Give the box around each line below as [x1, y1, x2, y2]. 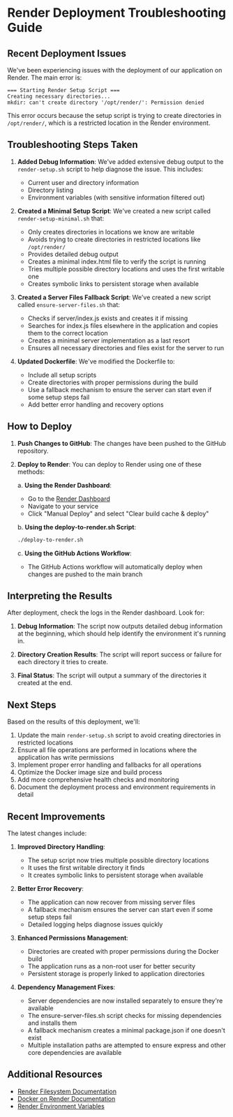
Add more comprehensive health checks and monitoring [17, 776, 179, 784]
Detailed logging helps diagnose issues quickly [27, 920, 163, 929]
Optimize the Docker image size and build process [17, 768, 163, 777]
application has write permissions [17, 754, 114, 762]
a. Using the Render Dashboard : [17, 481, 112, 489]
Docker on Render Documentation [17, 1094, 116, 1103]
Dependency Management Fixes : [17, 982, 116, 991]
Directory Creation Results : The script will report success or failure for [17, 650, 222, 659]
